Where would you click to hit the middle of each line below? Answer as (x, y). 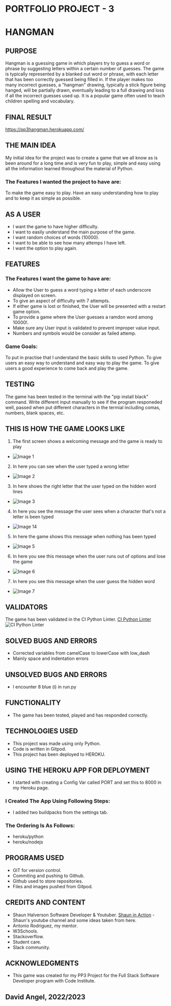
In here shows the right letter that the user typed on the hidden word (84, 486)
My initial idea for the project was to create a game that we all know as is (81, 157)
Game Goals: (22, 346)
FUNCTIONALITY (33, 703)
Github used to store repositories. (48, 881)
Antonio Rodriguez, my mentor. (45, 925)
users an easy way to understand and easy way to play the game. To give (82, 363)
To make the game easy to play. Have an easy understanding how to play (82, 193)
